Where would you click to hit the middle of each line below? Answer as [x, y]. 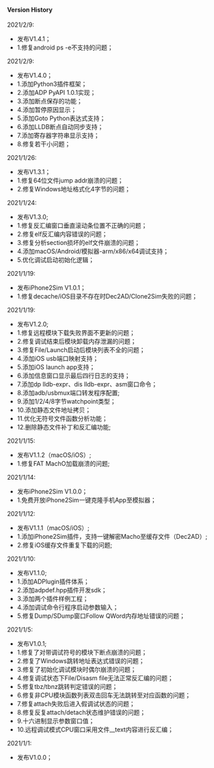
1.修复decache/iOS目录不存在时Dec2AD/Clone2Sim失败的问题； [107, 296]
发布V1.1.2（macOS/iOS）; [54, 455]
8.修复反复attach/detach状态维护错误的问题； [81, 712]
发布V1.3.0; [32, 217]
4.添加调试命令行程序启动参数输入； [68, 607]
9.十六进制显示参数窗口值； [56, 721]
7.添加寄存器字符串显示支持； [58, 136]
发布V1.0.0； [35, 758]
